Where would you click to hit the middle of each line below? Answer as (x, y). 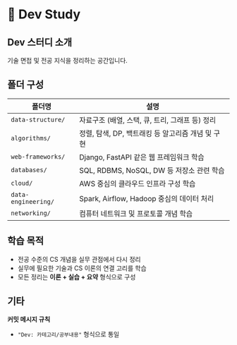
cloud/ (22, 183)
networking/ (31, 213)
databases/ (29, 170)
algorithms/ (31, 138)
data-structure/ (38, 120)
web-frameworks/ (38, 157)
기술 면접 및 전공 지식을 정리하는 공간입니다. (68, 60)
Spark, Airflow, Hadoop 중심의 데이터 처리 (146, 198)
